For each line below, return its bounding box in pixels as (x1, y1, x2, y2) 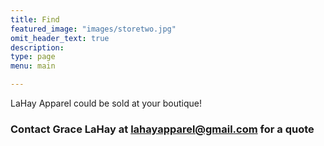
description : (10, 42, 65, 53)
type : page (10, 52, 56, 62)
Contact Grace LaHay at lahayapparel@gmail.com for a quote (10, 122, 315, 136)
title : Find (10, 14, 60, 25)
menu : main (10, 61, 56, 71)
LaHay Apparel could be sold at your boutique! (10, 97, 203, 109)
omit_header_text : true (10, 33, 110, 43)
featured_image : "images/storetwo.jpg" (10, 24, 177, 34)
